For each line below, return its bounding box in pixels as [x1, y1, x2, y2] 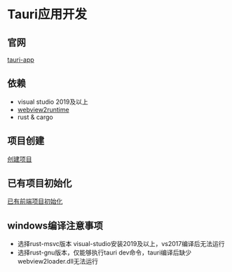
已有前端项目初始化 [7, 197, 63, 205]
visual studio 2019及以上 [17, 97, 89, 106]
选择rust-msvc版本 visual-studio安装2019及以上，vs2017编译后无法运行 [17, 240, 225, 248]
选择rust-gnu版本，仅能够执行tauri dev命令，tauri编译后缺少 [17, 248, 192, 257]
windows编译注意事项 [7, 219, 104, 231]
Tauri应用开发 [7, 6, 88, 22]
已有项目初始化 [7, 177, 72, 189]
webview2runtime [17, 105, 69, 114]
